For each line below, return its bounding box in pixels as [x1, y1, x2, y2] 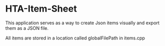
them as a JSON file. [5, 25, 49, 31]
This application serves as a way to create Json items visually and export [5, 20, 160, 26]
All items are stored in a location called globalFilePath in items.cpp [5, 35, 145, 41]
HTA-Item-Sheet [5, 3, 77, 15]
